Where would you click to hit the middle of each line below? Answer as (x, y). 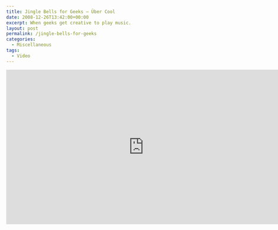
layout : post (22, 28)
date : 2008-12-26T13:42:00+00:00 (48, 17)
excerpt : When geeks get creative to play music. (69, 23)
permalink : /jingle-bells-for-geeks (51, 34)
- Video (21, 56)
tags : (13, 51)
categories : (21, 39)
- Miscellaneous (31, 45)
